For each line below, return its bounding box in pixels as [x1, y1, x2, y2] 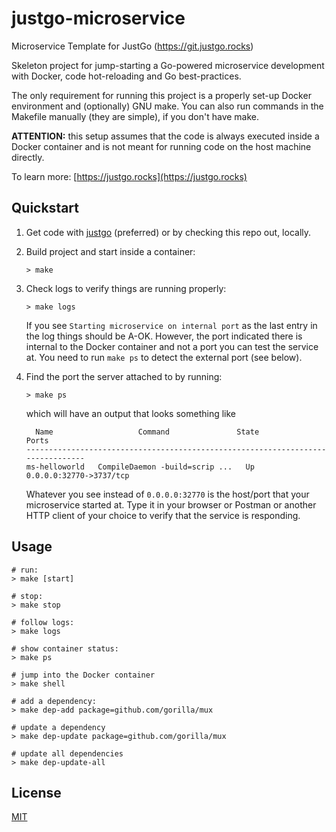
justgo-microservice [11, 7, 186, 30]
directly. [11, 151, 45, 163]
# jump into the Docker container [11, 670, 156, 680]
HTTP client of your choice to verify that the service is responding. [25, 509, 301, 521]
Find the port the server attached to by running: [25, 370, 223, 382]
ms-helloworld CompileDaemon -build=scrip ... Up [25, 462, 255, 472]
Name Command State [35, 427, 260, 437]
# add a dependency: [11, 696, 98, 706]
